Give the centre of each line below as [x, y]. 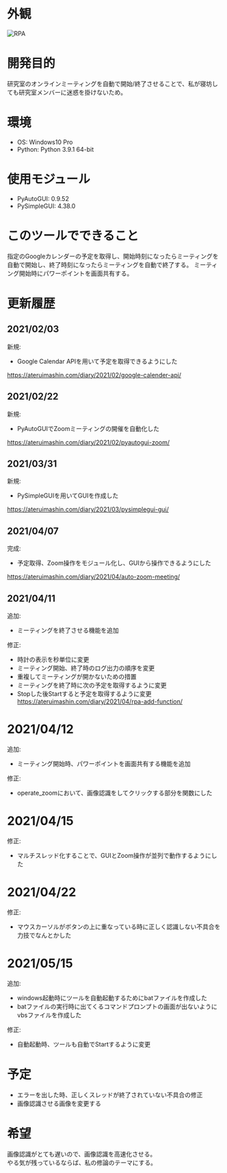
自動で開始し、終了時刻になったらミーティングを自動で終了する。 [100, 264]
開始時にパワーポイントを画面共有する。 [76, 273]
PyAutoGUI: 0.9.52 [43, 198]
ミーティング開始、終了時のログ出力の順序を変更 [86, 668]
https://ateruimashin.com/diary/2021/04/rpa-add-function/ [100, 701]
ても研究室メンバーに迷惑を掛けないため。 [67, 92]
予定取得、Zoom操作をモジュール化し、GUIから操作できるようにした [114, 563]
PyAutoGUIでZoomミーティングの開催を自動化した [88, 428]
